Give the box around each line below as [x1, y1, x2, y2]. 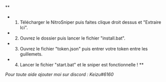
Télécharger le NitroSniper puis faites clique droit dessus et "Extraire [19, 19, 161, 25]
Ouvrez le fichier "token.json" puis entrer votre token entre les [19, 46, 148, 51]
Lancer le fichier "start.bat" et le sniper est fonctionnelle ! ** [19, 62, 144, 67]
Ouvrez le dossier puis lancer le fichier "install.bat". [19, 35, 126, 41]
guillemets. [19, 51, 43, 57]
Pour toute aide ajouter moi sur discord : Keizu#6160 [5, 71, 114, 77]
